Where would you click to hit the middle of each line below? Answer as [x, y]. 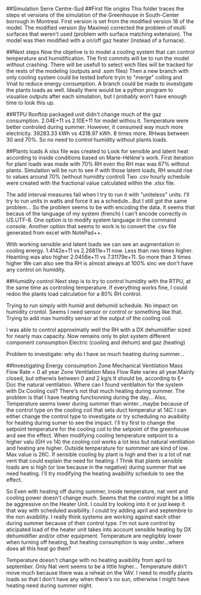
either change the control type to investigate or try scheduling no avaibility [98, 416]
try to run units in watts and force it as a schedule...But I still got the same [97, 201]
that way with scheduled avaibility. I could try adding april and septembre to [100, 510]
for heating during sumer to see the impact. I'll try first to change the [91, 423]
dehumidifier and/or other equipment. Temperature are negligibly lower [94, 536]
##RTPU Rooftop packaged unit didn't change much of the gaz [84, 114]
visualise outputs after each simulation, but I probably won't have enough [97, 96]
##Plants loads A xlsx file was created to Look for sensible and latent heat [97, 151]
